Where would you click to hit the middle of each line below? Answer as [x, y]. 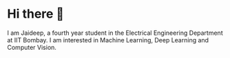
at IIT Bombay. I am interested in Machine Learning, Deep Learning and [108, 40]
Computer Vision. [32, 47]
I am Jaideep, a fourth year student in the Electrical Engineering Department [115, 33]
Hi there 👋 [35, 14]
